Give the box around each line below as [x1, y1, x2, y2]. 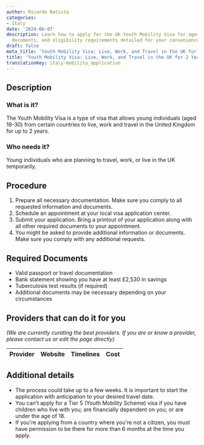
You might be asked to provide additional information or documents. [15, 229, 185, 236]
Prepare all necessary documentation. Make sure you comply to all [15, 197, 182, 204]
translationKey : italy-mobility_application [6, 60, 121, 66]
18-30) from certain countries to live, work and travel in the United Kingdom [6, 121, 195, 128]
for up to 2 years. [6, 127, 50, 135]
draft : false [6, 43, 39, 49]
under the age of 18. [15, 412, 66, 419]
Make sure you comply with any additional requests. [15, 236, 146, 243]
